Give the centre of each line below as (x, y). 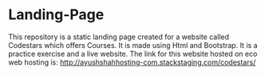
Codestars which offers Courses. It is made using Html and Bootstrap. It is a (133, 45)
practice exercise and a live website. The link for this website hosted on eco (133, 53)
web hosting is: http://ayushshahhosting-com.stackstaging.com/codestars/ (132, 62)
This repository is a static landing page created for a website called (119, 37)
